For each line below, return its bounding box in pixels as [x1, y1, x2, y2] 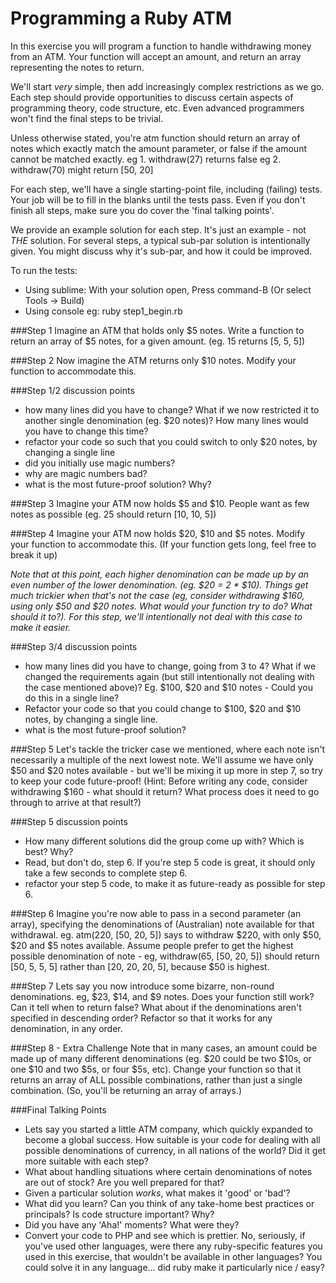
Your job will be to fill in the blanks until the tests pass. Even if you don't [10, 193, 306, 206]
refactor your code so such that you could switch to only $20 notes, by [24, 435, 318, 447]
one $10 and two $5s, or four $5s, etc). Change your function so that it [10, 1063, 302, 1075]
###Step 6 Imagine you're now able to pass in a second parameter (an [10, 907, 302, 919]
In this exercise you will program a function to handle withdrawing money [10, 40, 312, 52]
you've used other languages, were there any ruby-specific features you [24, 1240, 323, 1252]
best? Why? [24, 845, 74, 857]
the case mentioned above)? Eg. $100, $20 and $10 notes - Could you [24, 681, 313, 693]
